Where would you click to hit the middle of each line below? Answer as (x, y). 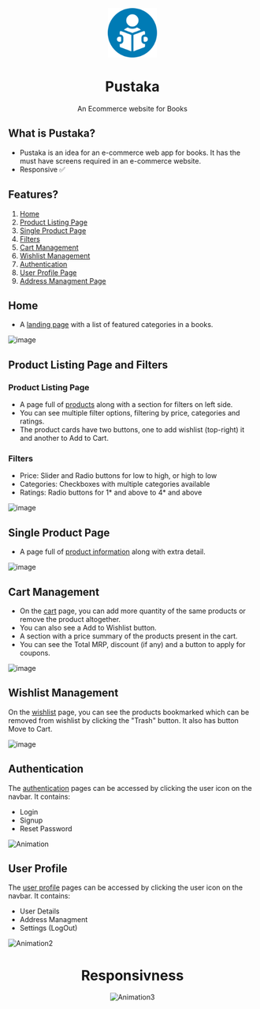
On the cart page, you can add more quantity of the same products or (133, 611)
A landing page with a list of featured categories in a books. (116, 325)
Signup (31, 820)
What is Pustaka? (52, 134)
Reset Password (46, 828)
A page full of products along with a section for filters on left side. (126, 405)
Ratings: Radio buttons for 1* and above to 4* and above (111, 492)
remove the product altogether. (70, 619)
